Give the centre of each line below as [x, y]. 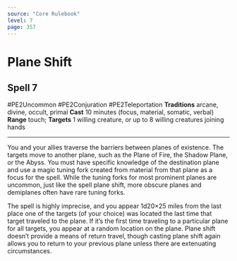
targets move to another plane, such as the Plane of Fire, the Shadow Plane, [117, 155]
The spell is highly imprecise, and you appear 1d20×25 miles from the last [115, 206]
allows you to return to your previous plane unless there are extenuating [112, 243]
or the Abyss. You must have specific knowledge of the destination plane [114, 162]
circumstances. [30, 251]
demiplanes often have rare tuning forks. [66, 193]
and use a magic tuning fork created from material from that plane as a [110, 170]
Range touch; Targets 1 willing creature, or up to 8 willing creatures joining [116, 120]
